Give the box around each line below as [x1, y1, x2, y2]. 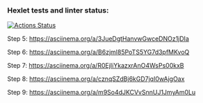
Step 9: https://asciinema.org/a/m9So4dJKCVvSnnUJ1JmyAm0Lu [7, 88, 196, 97]
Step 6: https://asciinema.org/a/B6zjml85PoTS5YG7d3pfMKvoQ [7, 48, 190, 57]
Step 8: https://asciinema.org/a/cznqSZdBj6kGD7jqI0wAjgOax [7, 75, 185, 83]
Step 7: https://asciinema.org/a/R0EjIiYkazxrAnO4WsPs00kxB [7, 62, 184, 70]
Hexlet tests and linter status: [7, 6, 109, 15]
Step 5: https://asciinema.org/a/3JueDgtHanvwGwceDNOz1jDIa [7, 35, 190, 43]
